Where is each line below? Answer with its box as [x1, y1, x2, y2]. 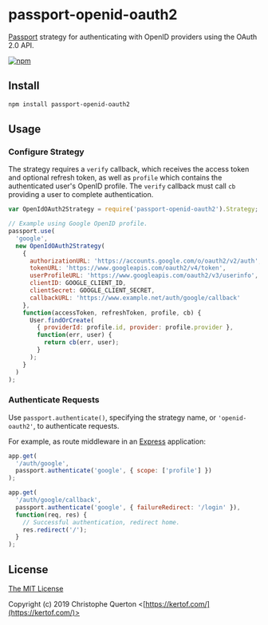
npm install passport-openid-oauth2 [8, 100, 130, 109]
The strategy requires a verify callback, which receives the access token [8, 164, 250, 174]
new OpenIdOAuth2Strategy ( [15, 242, 105, 250]
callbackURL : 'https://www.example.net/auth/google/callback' [29, 294, 241, 302]
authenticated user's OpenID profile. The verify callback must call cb [8, 181, 236, 191]
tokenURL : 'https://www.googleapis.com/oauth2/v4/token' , [29, 264, 227, 272]
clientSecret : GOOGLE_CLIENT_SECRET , [29, 287, 156, 295]
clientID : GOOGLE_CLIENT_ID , [29, 279, 127, 287]
